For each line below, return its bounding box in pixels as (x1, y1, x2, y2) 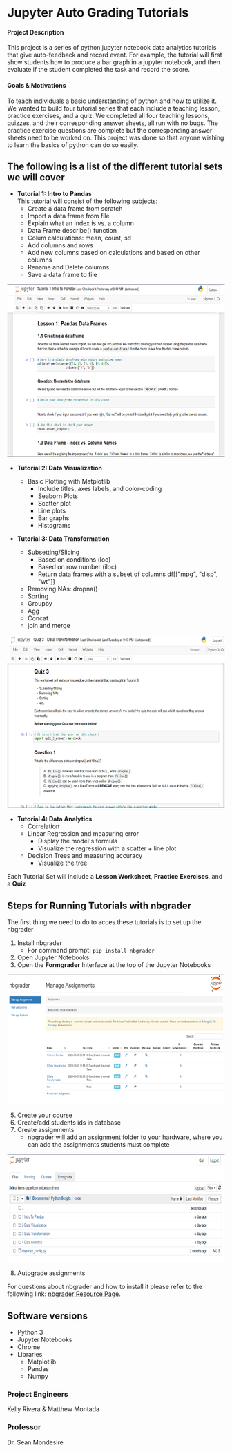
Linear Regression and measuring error (27, 830, 139, 838)
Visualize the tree (37, 859, 88, 868)
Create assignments (17, 1126, 75, 1134)
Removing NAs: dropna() (27, 585, 98, 593)
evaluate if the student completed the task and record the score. (7, 66, 190, 74)
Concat (27, 614, 49, 622)
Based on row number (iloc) (37, 563, 117, 571)
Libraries (17, 1350, 43, 1359)
